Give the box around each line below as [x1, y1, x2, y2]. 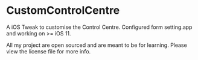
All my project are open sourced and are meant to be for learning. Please [6, 41, 187, 49]
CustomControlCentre [6, 4, 120, 17]
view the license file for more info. [6, 47, 91, 55]
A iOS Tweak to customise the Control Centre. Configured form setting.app [6, 23, 193, 31]
